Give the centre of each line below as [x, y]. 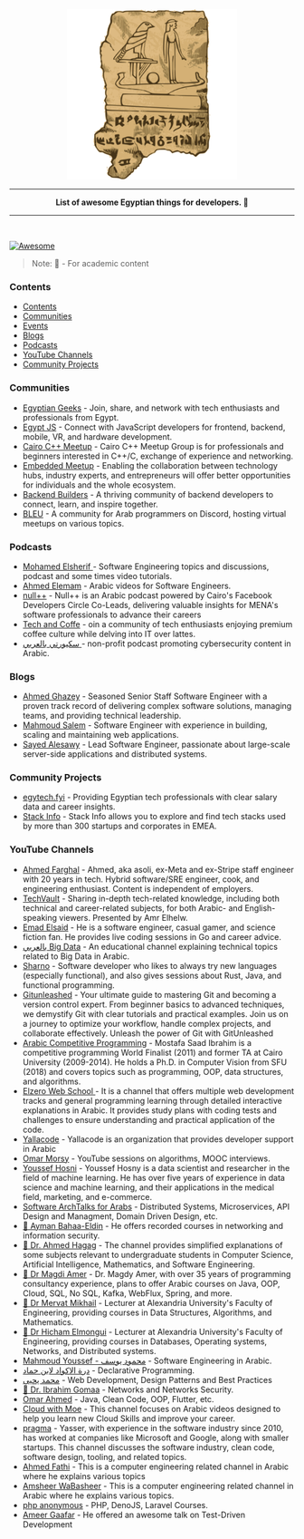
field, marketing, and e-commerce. [87, 1196]
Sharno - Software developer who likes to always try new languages [150, 965]
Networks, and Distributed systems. [89, 1350]
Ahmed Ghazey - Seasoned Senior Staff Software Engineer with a [145, 696]
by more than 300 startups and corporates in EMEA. [119, 826]
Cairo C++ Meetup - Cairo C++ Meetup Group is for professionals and [153, 446]
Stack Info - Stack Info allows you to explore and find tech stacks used [154, 817]
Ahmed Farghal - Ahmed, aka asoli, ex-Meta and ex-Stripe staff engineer [158, 869]
